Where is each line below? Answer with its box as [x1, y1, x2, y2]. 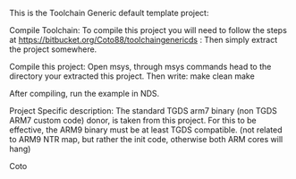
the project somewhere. [9, 44, 97, 55]
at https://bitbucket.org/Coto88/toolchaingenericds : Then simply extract [9, 35, 278, 45]
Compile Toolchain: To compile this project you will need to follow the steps [9, 25, 288, 35]
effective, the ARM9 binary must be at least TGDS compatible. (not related [9, 124, 283, 135]
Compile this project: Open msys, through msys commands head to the [9, 62, 272, 72]
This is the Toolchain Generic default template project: [9, 8, 209, 18]
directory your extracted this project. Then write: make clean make [9, 71, 255, 81]
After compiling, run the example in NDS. [9, 89, 160, 98]
